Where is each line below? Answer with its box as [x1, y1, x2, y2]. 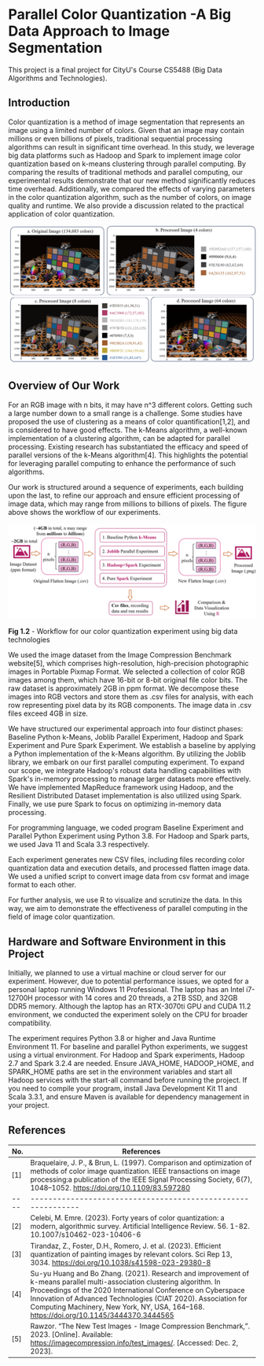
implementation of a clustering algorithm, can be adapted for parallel [8, 433, 230, 442]
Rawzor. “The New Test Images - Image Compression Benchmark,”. [30, 1321, 251, 1331]
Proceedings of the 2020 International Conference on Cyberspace [30, 1285, 245, 1294]
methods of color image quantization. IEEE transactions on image [30, 1166, 241, 1175]
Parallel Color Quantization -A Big [8, 6, 232, 24]
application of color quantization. [8, 209, 115, 218]
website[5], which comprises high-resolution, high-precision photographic [8, 659, 249, 668]
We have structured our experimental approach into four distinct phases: [8, 724, 244, 734]
